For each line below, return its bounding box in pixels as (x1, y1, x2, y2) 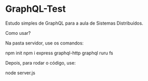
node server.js (5, 70, 36, 76)
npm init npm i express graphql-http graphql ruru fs (5, 50, 113, 56)
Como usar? (5, 30, 31, 36)
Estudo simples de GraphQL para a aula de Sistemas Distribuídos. (5, 20, 143, 26)
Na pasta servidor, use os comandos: (5, 39, 84, 46)
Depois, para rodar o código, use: (5, 59, 76, 66)
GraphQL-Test (5, 3, 66, 15)
